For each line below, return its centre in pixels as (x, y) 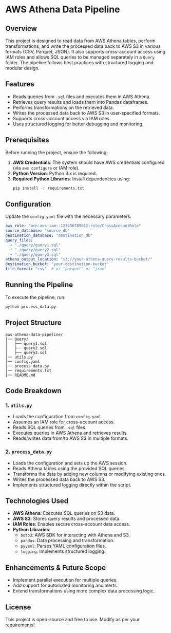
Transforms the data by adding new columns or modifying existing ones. (89, 474)
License (18, 607)
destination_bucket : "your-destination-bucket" (57, 264)
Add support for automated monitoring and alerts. (65, 585)
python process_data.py (31, 307)
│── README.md (21, 375)
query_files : (19, 240)
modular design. (23, 68)
